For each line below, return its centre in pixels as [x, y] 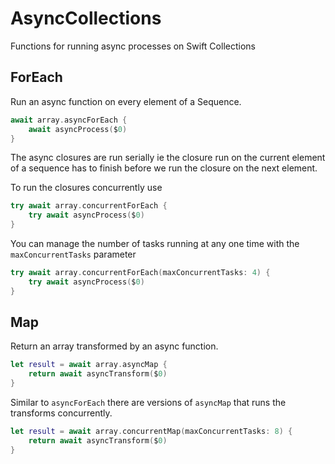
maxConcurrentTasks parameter [73, 254]
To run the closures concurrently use [86, 188]
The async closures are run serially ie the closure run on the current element [168, 158]
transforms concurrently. [61, 413]
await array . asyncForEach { [69, 120]
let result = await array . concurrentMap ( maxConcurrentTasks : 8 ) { [151, 432]
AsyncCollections [86, 18]
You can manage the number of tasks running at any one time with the [155, 243]
